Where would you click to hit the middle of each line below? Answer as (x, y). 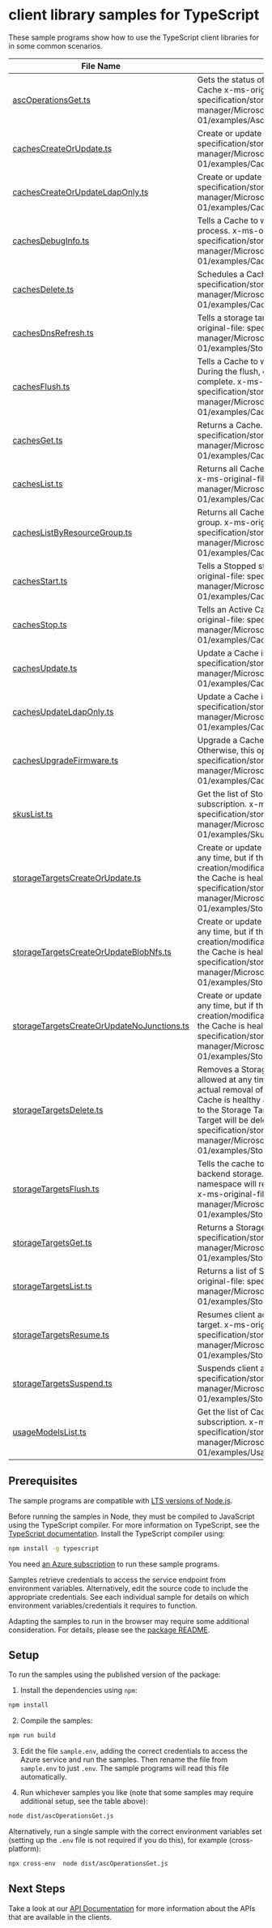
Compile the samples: (56, 1721)
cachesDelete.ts (43, 289)
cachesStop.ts (40, 624)
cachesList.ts (38, 484)
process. (214, 230)
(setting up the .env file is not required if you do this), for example (118, 1840)
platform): (25, 1849)
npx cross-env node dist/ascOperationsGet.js (88, 1864)
